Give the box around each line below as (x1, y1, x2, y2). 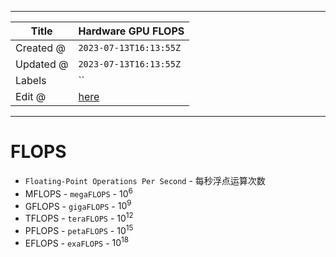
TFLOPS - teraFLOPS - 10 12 (24, 211, 134, 224)
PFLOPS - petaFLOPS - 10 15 (24, 222, 134, 236)
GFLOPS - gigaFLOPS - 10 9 (24, 198, 132, 212)
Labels (15, 74, 47, 87)
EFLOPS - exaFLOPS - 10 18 (24, 235, 130, 249)
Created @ (15, 41, 66, 55)
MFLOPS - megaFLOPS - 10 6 (24, 186, 133, 200)
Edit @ (15, 90, 47, 103)
